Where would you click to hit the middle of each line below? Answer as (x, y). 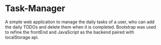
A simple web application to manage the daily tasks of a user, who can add (80, 22)
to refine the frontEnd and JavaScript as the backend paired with (70, 32)
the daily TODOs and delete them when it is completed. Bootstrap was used (80, 27)
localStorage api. (22, 37)
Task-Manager (35, 8)
